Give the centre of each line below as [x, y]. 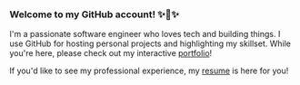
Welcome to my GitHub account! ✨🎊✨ [95, 14]
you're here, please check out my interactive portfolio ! [111, 53]
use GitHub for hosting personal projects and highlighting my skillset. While [150, 43]
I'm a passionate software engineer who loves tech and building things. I [145, 34]
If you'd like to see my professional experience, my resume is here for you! [149, 71]
